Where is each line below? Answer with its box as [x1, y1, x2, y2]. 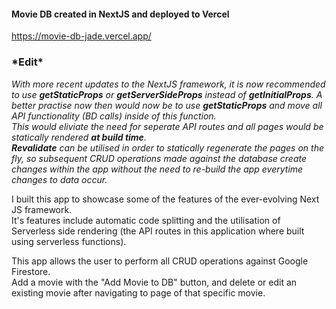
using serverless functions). [11, 235, 127, 247]
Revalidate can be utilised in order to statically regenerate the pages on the [11, 141, 324, 154]
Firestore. [11, 265, 51, 277]
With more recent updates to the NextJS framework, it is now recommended [11, 78, 326, 90]
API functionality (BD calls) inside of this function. [11, 110, 217, 122]
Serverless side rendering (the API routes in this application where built [11, 225, 305, 237]
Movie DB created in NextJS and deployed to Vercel [11, 8, 230, 20]
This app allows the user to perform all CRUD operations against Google [11, 255, 309, 267]
